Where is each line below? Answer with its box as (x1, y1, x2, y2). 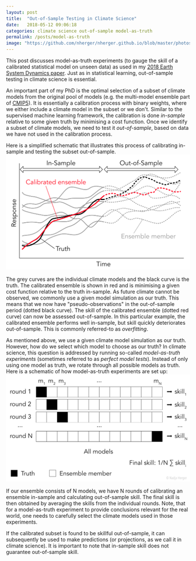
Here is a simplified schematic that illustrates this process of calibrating (6, 142, 178, 149)
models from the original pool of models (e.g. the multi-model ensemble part (6, 94, 190, 100)
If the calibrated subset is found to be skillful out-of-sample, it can (6, 530, 165, 537)
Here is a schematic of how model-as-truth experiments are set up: (6, 367, 168, 374)
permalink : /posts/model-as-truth (6, 34, 90, 40)
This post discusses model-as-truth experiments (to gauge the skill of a (6, 57, 178, 64)
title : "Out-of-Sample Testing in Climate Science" (6, 15, 137, 22)
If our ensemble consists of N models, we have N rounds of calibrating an (6, 487, 183, 494)
